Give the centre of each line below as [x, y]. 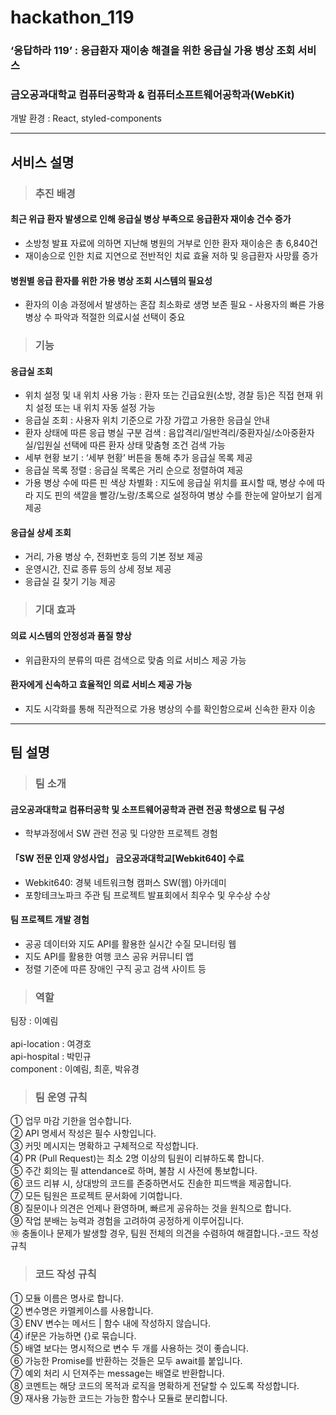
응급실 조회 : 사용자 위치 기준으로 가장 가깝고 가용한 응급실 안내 [147, 420]
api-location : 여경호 [51, 1044]
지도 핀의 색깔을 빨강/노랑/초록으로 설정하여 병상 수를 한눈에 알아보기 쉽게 [179, 495]
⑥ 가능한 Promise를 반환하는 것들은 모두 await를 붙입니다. [126, 1360]
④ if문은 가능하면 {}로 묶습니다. [73, 1335]
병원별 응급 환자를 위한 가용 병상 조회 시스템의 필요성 [111, 280]
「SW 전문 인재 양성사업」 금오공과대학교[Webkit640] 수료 [127, 858]
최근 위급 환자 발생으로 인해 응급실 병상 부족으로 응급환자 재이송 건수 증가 [151, 219]
